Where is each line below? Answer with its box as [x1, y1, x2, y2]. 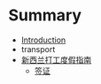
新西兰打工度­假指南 [20, 54, 92, 65]
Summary [8, 5, 82, 26]
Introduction [20, 34, 66, 45]
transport [20, 43, 56, 54]
